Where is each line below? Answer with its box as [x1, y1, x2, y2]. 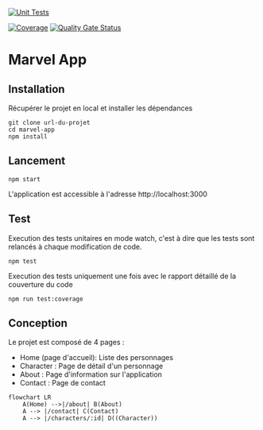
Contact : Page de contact [19, 378, 106, 388]
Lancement [8, 154, 66, 168]
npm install [8, 133, 48, 141]
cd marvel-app [8, 126, 56, 134]
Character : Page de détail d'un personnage [19, 362, 164, 371]
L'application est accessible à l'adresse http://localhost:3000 [8, 189, 208, 199]
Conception [8, 316, 68, 330]
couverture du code [8, 279, 73, 289]
